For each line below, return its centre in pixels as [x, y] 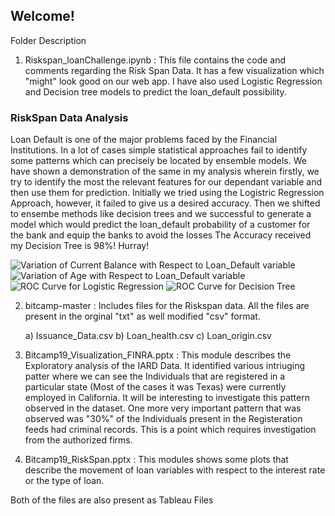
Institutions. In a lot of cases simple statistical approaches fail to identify [159, 150]
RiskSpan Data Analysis [69, 117]
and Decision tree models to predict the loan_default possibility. [155, 91]
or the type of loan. [64, 481]
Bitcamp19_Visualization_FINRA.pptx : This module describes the [158, 355]
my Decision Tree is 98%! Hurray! [80, 246]
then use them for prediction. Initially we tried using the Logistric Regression [167, 193]
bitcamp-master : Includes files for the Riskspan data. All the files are [167, 306]
